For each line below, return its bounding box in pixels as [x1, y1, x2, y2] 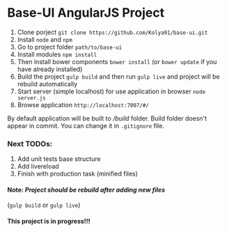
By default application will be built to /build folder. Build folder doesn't [7, 114, 208, 123]
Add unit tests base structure [17, 155, 101, 163]
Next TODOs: [7, 139, 53, 148]
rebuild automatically [17, 79, 78, 88]
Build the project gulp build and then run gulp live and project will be [17, 72, 221, 81]
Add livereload [17, 162, 59, 171]
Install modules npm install [17, 50, 97, 59]
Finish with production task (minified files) [17, 169, 138, 178]
